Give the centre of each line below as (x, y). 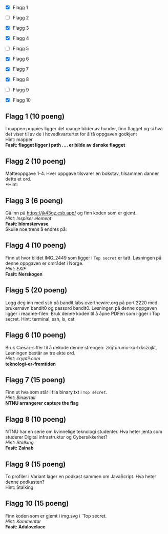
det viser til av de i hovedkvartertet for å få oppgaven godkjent (71, 134)
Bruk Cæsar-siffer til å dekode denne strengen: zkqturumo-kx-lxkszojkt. (81, 347)
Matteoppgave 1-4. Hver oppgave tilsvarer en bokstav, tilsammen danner (82, 173)
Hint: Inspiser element (28, 219)
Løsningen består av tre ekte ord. (40, 353)
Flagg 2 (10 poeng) (36, 161)
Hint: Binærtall (20, 398)
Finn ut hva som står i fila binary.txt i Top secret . (56, 392)
